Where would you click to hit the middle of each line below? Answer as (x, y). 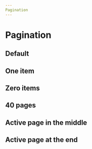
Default (17, 54)
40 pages (21, 105)
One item (20, 71)
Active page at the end (41, 140)
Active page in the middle (46, 122)
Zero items (22, 88)
